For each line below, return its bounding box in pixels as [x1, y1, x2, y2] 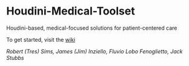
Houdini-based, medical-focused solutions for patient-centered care [6, 24, 177, 31]
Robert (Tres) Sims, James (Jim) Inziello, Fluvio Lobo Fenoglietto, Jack [6, 47, 183, 55]
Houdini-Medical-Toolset [6, 4, 135, 18]
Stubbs [6, 54, 24, 61]
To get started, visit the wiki [6, 36, 76, 43]
